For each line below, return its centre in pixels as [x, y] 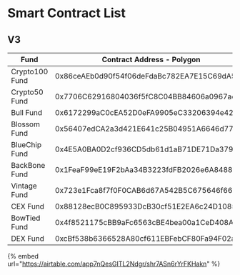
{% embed [23, 256]
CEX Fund [28, 206]
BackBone [28, 165]
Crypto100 [30, 71]
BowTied [26, 218]
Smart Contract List [67, 13]
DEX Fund [27, 239]
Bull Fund [27, 112]
